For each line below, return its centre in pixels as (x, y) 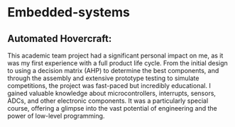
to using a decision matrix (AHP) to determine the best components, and (113, 71)
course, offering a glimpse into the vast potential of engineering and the (113, 108)
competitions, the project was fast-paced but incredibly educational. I (109, 85)
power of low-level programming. (56, 116)
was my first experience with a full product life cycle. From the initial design (118, 63)
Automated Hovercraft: (60, 39)
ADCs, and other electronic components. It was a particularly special (108, 101)
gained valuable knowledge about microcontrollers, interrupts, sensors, (112, 93)
